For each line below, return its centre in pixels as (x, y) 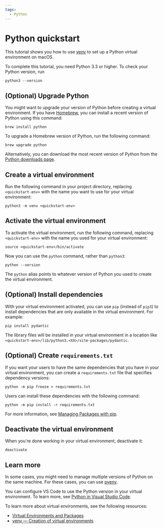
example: (14, 317)
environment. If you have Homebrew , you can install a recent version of (77, 113)
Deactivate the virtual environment (59, 429)
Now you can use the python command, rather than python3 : (65, 256)
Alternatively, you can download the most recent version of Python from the (81, 154)
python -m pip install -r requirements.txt (50, 405)
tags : (10, 10)
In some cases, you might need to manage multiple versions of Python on (79, 477)
